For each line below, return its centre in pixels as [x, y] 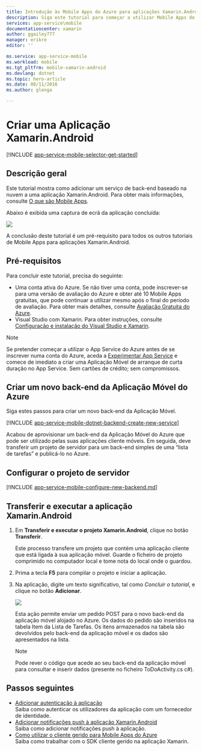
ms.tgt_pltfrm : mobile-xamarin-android [56, 68]
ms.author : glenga [29, 90]
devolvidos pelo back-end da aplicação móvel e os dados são [91, 633]
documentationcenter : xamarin [44, 29]
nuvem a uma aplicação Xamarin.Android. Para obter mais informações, [95, 194]
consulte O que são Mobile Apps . [47, 201]
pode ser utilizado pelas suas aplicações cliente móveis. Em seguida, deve [99, 441]
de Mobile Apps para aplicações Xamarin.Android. [68, 242]
